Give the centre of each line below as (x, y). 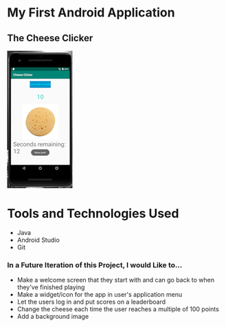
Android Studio (38, 240)
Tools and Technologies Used (93, 214)
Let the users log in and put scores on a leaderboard (91, 302)
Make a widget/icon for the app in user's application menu (100, 295)
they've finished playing (51, 287)
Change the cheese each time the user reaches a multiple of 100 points (118, 309)
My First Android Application (91, 13)
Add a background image (53, 317)
